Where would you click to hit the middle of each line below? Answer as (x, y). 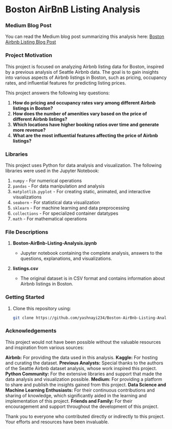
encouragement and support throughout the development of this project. (82, 406)
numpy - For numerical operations (47, 181)
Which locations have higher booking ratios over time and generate (86, 125)
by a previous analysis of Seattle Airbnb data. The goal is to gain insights (82, 72)
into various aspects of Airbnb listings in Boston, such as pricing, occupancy (86, 77)
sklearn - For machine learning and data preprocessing (71, 208)
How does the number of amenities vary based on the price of (80, 113)
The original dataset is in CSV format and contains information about (93, 278)
